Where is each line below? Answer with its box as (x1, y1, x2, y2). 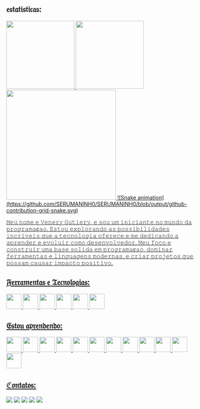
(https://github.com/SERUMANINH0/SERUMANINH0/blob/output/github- (6, 200, 187, 208)
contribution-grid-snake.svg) (6, 206, 79, 214)
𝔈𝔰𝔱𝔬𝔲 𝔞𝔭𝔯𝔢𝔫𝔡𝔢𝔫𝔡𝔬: (6, 321, 63, 331)
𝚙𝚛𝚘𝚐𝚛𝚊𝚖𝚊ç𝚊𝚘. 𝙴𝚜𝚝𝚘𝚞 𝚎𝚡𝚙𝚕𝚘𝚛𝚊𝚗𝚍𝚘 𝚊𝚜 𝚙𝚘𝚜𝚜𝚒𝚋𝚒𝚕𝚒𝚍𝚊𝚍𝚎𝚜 (6, 225, 170, 232)
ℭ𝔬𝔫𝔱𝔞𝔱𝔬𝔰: (6, 380, 37, 390)
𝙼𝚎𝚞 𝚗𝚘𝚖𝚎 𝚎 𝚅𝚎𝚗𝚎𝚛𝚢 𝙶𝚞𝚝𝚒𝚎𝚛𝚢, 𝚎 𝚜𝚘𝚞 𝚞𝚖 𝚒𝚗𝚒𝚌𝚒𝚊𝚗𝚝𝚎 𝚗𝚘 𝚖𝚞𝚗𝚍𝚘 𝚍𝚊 (6, 218, 192, 226)
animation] (137, 194, 164, 201)
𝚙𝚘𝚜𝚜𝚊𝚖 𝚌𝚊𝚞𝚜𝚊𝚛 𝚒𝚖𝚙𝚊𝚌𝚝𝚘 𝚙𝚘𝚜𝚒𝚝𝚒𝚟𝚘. (6, 259, 114, 266)
